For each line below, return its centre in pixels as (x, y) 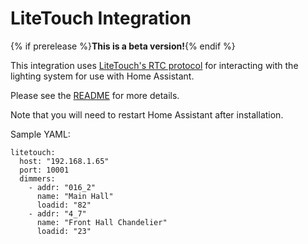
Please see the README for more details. (95, 95)
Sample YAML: (40, 134)
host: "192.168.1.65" (64, 161)
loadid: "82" (64, 205)
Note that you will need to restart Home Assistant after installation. (147, 114)
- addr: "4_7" (57, 213)
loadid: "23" (64, 231)
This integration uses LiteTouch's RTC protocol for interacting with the (154, 65)
